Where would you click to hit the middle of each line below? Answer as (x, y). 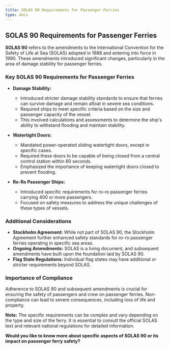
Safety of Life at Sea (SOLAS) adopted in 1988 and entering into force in (81, 53)
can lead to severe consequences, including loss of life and (93, 300)
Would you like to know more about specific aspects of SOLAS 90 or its (82, 336)
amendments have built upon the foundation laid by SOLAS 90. (79, 254)
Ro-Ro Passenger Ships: (39, 182)
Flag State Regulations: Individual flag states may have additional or (84, 259)
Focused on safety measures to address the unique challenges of (89, 202)
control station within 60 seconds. (56, 161)
